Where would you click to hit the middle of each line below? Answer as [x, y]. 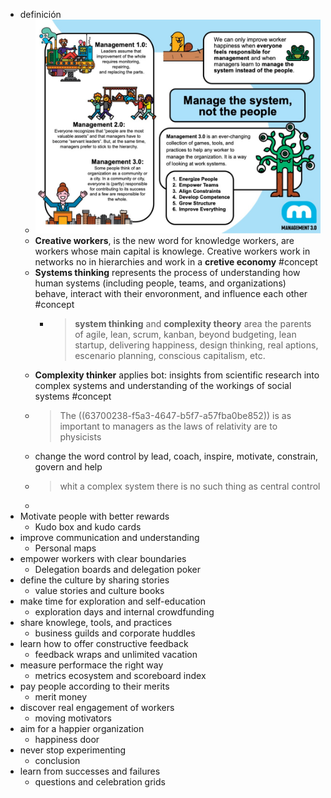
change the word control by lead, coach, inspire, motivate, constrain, [176, 456]
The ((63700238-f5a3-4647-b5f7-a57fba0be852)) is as [175, 416]
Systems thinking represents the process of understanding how [167, 273]
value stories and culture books [99, 591]
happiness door [67, 740]
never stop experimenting [73, 750]
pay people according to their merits [94, 686]
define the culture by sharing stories [94, 580]
